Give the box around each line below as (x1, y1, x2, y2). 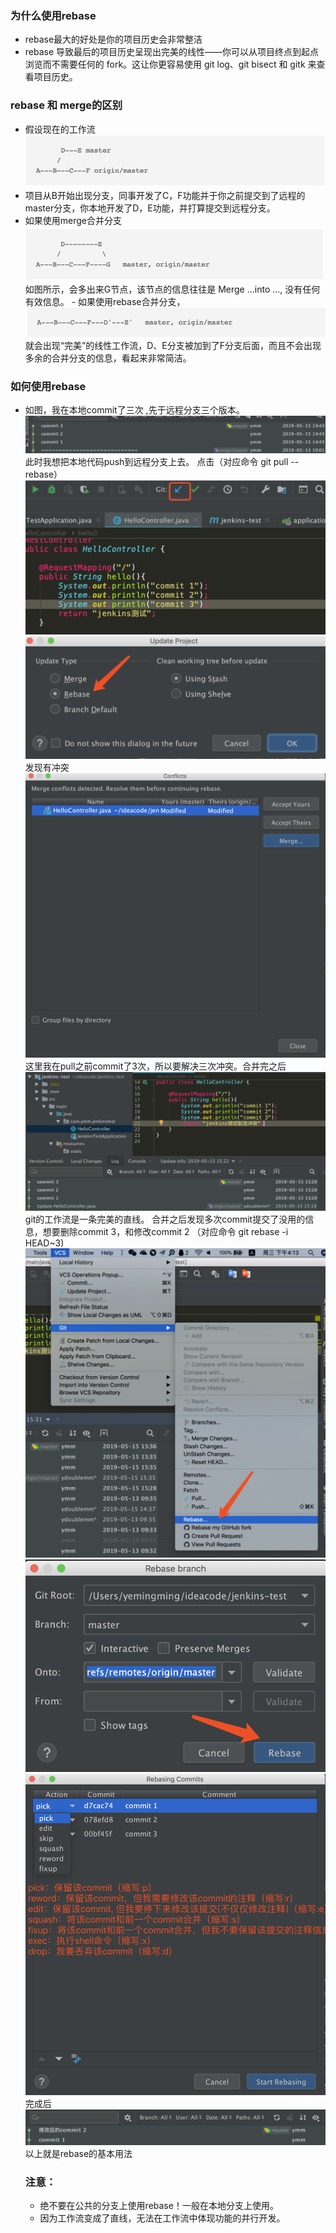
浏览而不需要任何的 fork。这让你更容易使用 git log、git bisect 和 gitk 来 (24, 58, 317, 71)
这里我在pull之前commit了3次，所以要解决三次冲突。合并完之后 (24, 1060, 287, 1072)
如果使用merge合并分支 (24, 215, 123, 227)
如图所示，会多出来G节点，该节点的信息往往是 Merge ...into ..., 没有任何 (24, 283, 321, 295)
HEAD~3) (24, 1237, 65, 1249)
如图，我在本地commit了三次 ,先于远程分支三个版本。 (24, 404, 245, 416)
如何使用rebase (10, 379, 87, 393)
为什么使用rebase (10, 8, 97, 22)
